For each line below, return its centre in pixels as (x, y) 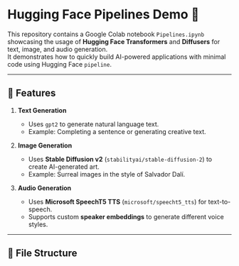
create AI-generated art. (64, 167)
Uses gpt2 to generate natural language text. (94, 124)
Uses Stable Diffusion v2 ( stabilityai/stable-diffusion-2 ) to (120, 159)
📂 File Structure (42, 254)
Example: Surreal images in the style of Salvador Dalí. (107, 174)
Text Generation (42, 110)
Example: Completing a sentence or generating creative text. (117, 131)
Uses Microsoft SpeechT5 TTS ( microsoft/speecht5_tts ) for (117, 201)
